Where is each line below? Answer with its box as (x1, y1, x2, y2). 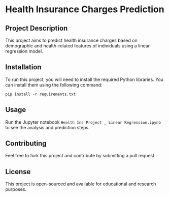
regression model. (5, 48, 43, 54)
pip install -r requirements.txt (5, 92, 76, 97)
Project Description (5, 24, 68, 33)
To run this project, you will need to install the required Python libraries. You (5, 76, 164, 82)
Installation (5, 63, 42, 72)
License (5, 167, 31, 176)
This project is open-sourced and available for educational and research (5, 181, 156, 187)
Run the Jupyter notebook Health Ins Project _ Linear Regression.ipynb (5, 119, 161, 125)
